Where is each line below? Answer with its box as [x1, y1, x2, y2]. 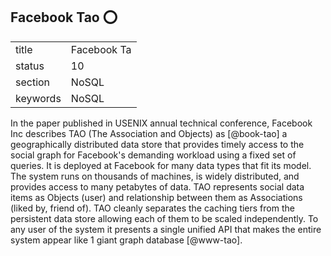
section [15, 75, 51, 89]
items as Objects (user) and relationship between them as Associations [10, 191, 303, 203]
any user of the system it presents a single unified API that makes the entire [10, 223, 322, 235]
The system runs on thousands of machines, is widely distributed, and [10, 170, 300, 182]
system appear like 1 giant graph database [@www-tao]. [10, 234, 243, 246]
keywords [15, 91, 62, 105]
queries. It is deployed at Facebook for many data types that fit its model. [10, 159, 312, 171]
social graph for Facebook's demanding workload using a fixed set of [10, 149, 297, 161]
